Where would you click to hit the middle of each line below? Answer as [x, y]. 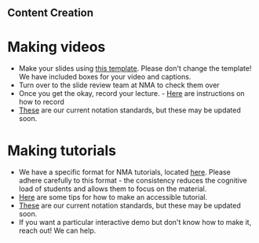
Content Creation [51, 13]
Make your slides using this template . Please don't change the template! [135, 68]
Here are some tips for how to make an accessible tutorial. [113, 197]
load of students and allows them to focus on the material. [113, 189]
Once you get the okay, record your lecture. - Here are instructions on [131, 94]
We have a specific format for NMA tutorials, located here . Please [124, 172]
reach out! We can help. [57, 230]
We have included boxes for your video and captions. [105, 77]
